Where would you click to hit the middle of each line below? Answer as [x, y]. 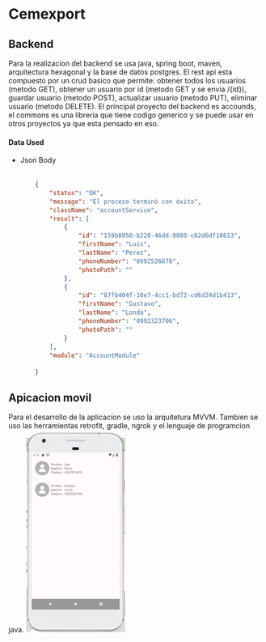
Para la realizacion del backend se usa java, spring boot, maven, [115, 63]
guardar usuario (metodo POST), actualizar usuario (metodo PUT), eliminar [133, 98]
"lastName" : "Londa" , [114, 312]
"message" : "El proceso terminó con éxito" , [126, 202]
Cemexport [47, 14]
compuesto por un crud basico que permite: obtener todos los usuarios [127, 81]
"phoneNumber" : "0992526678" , [129, 261]
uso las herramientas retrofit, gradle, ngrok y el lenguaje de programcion [129, 426]
